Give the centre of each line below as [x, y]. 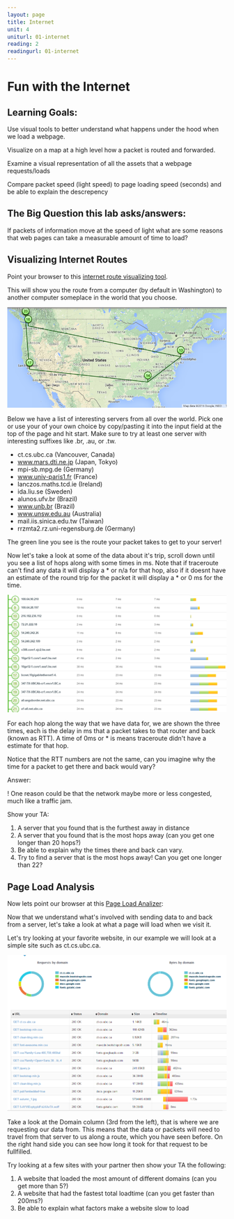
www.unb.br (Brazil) [46, 506]
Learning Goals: [42, 112]
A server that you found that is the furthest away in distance [103, 828]
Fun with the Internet [69, 87]
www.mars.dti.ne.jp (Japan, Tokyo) [68, 462]
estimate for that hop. [38, 746]
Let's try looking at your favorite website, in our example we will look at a [112, 938]
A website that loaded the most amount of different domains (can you [117, 1179]
